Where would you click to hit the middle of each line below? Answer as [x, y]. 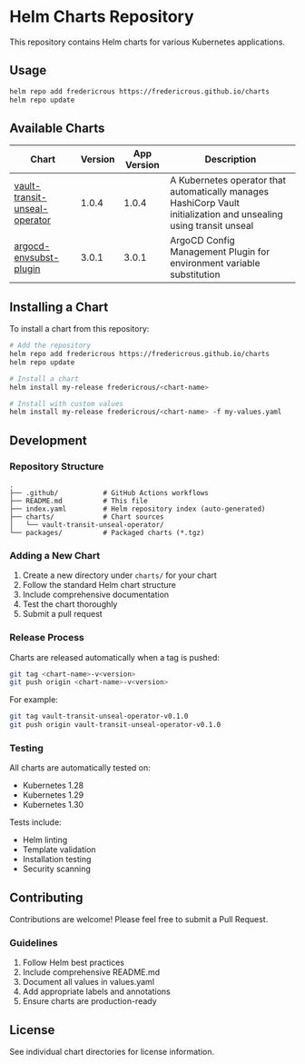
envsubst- [37, 258]
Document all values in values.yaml [89, 982]
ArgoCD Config [203, 241]
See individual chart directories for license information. [112, 1052]
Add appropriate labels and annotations [96, 991]
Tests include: [35, 822]
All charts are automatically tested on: [80, 768]
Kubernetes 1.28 [53, 786]
